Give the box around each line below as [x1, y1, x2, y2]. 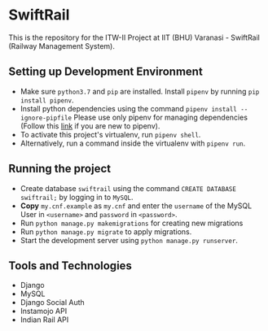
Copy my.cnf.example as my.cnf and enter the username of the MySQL [20, 201, 253, 211]
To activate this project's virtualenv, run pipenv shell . [20, 129, 201, 139]
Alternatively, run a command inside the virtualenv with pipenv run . [20, 138, 246, 148]
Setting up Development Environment [8, 65, 204, 79]
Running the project [8, 162, 112, 176]
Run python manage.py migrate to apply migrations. [20, 226, 192, 237]
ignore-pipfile [20, 114, 72, 122]
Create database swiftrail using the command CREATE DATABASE [20, 183, 236, 193]
